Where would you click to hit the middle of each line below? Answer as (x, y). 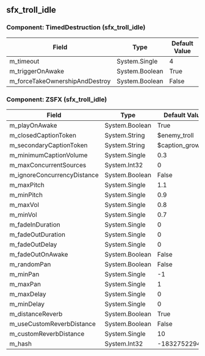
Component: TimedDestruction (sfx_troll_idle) (76, 27)
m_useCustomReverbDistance (53, 324)
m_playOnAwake (33, 125)
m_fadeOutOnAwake (39, 254)
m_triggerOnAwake (37, 71)
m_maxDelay (28, 294)
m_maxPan (25, 284)
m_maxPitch (27, 184)
